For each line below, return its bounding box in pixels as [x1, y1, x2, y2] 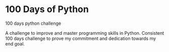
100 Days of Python [5, 4, 89, 15]
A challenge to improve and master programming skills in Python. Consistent [5, 30, 164, 36]
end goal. [5, 40, 25, 46]
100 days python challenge [5, 20, 62, 26]
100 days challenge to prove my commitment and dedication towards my [5, 35, 156, 41]
